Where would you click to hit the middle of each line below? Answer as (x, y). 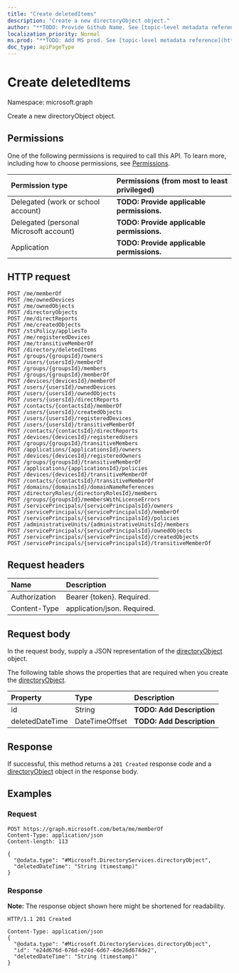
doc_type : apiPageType (41, 47)
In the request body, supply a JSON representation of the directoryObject (115, 651)
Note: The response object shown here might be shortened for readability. (116, 906)
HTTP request (39, 277)
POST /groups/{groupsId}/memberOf (59, 375)
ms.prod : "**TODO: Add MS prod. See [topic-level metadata (97, 41)
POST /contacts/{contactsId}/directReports (73, 431)
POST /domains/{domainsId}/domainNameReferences (81, 487)
